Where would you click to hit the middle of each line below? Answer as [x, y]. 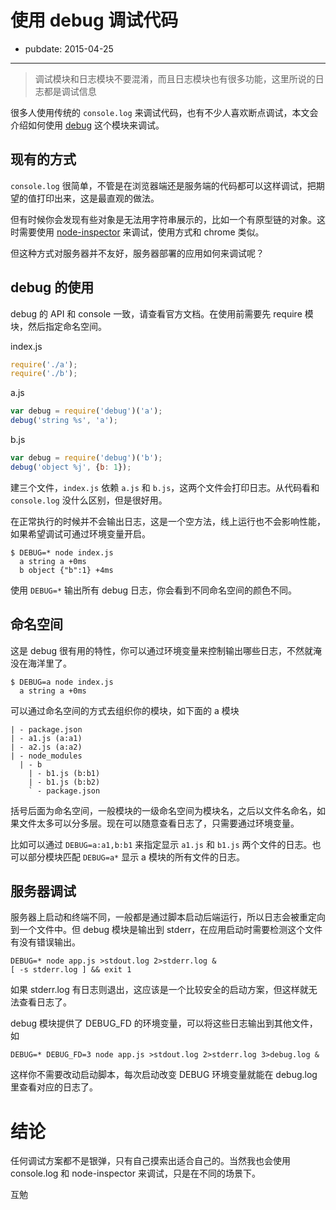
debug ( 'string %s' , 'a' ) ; [64, 421]
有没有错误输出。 [45, 942]
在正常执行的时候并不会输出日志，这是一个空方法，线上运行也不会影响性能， [168, 521]
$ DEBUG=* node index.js [62, 552]
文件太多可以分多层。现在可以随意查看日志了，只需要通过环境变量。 [159, 823]
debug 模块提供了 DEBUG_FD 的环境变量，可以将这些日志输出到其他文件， [164, 1023]
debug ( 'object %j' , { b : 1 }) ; [71, 467]
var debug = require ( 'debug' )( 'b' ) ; [86, 458]
